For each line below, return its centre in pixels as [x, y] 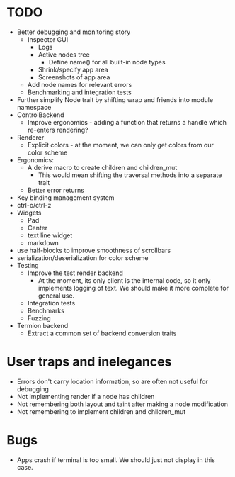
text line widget [50, 235]
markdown [43, 242]
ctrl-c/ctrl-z [34, 205]
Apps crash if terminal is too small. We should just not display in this [116, 460]
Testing [28, 265]
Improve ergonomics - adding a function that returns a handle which [127, 122]
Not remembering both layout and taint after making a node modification [122, 404]
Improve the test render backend [75, 273]
